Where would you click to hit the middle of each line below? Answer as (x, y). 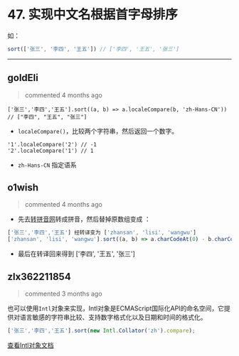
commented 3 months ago (63, 293)
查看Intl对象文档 (31, 345)
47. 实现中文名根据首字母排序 (92, 15)
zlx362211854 (39, 277)
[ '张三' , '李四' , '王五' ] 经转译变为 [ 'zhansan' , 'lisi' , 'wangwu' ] (102, 233)
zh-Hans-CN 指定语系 (47, 165)
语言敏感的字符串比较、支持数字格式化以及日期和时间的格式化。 (113, 317)
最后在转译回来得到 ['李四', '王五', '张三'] (76, 254)
